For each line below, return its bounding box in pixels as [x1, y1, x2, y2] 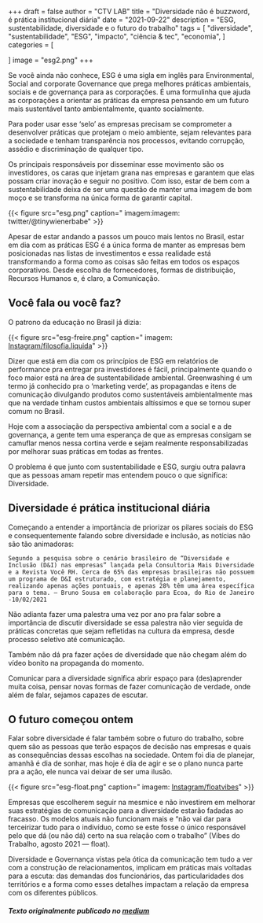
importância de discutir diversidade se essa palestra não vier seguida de [8, 618, 243, 627]
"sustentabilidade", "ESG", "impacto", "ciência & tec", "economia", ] [8, 31, 225, 41]
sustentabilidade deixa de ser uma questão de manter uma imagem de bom [8, 185, 253, 194]
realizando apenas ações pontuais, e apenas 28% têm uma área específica [8, 581, 255, 589]
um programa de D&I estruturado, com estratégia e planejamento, [8, 574, 226, 583]
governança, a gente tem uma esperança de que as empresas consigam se [8, 430, 252, 439]
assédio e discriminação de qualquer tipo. [8, 145, 144, 153]
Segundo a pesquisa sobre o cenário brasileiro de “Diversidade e [8, 554, 230, 562]
